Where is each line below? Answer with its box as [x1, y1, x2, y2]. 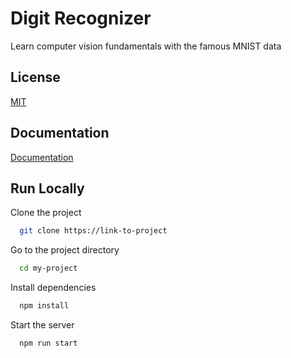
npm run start [19, 338, 78, 348]
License [10, 69, 61, 86]
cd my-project [19, 263, 78, 274]
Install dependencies [10, 282, 97, 294]
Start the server [10, 319, 75, 331]
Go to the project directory [10, 244, 120, 256]
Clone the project [10, 207, 82, 219]
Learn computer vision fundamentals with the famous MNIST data [10, 40, 282, 52]
